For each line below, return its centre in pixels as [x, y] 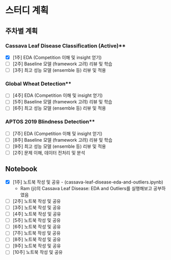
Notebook [21, 169]
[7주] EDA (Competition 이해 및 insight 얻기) [58, 134]
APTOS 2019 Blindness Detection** [50, 122]
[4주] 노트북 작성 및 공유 [37, 214]
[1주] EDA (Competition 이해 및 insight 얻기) [57, 57]
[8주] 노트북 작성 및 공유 [37, 240]
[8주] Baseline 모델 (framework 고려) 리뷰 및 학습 [63, 140]
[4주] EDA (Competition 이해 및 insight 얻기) [58, 95]
